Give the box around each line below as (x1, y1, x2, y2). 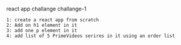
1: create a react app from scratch (6, 17, 99, 23)
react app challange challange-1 (6, 5, 87, 12)
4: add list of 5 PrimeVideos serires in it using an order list (6, 33, 175, 39)
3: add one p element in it (6, 27, 78, 33)
